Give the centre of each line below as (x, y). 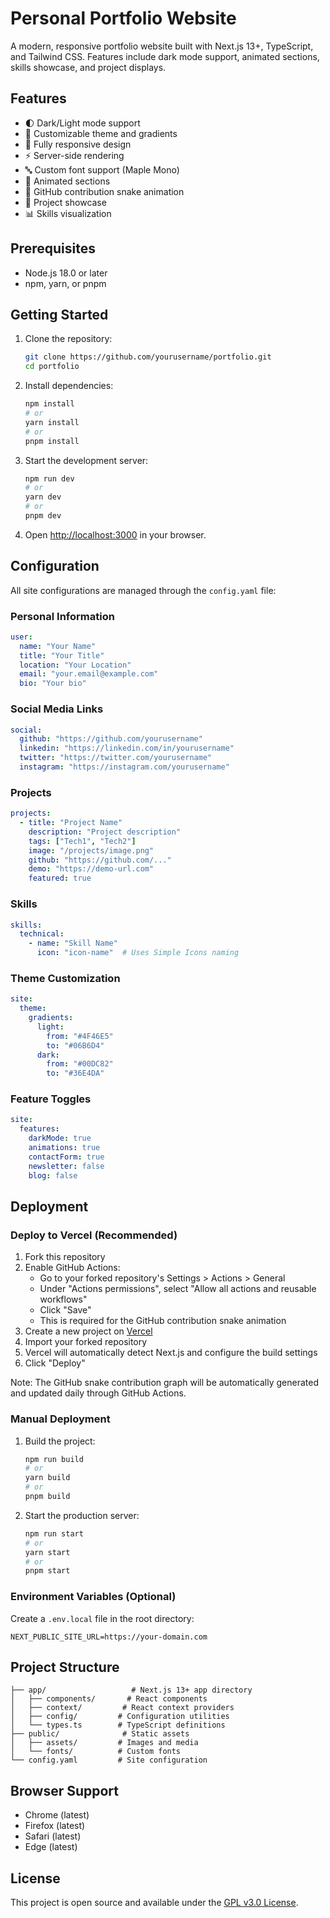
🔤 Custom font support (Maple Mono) (102, 169)
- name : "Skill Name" (73, 943)
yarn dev (43, 497)
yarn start (47, 1552)
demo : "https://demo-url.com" (91, 869)
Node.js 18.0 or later (66, 273)
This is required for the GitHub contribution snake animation (163, 1321)
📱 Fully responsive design (78, 144)
